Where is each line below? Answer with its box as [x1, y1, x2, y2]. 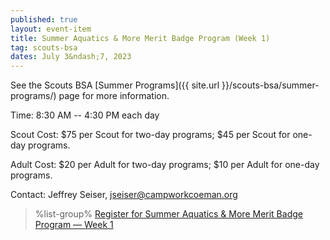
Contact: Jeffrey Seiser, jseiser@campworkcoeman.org [10, 189, 238, 201]
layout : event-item [10, 24, 92, 34]
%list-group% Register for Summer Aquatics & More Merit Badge [34, 208, 303, 220]
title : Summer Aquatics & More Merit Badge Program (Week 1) [10, 33, 271, 43]
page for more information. [58, 90, 170, 102]
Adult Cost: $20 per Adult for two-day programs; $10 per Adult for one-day [10, 159, 320, 171]
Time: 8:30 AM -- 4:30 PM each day [10, 109, 160, 121]
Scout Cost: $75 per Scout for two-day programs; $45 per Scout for [10, 129, 291, 141]
